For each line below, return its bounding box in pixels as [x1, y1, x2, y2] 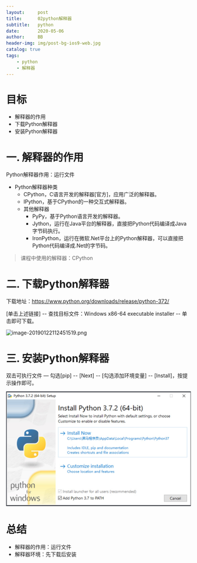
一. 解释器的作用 [6, 151, 84, 164]
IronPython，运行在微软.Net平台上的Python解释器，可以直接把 [32, 235, 184, 242]
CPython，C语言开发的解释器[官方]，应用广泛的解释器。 [23, 191, 160, 198]
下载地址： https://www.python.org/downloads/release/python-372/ [6, 298, 169, 305]
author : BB [6, 34, 43, 40]
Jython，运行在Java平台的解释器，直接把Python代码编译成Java [32, 220, 187, 227]
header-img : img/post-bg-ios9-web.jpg [6, 40, 101, 46]
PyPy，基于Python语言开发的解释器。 [32, 213, 124, 220]
